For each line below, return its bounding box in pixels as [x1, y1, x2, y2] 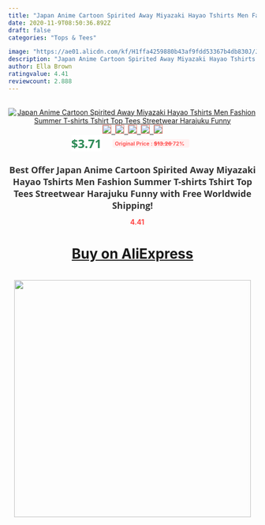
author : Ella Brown [8, 62, 73, 71]
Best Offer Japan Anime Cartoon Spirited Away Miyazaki [9, 163, 256, 176]
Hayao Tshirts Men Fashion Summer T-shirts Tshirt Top [13, 175, 252, 188]
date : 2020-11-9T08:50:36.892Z [8, 19, 111, 27]
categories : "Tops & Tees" [8, 33, 97, 42]
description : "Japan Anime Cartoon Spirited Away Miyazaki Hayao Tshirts [8, 55, 256, 63]
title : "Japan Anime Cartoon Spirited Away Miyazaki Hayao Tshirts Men [8, 11, 248, 20]
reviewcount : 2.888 [8, 77, 73, 85]
